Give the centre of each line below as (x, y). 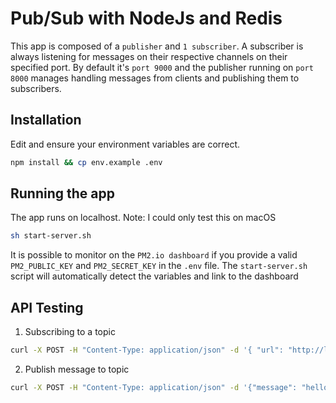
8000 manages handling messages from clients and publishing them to (155, 78)
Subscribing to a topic (70, 332)
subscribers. (36, 88)
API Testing (47, 307)
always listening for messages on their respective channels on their (149, 56)
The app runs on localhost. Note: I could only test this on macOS (143, 218)
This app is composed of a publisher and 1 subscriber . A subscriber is (157, 46)
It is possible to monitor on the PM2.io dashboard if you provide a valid (154, 255)
